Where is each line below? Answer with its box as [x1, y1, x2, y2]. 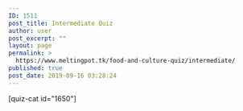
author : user [8, 27, 52, 35]
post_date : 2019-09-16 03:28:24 [8, 72, 117, 80]
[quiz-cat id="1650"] [8, 93, 76, 103]
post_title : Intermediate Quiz [8, 19, 113, 27]
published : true [8, 64, 63, 72]
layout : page [8, 42, 52, 50]
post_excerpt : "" [8, 34, 67, 43]
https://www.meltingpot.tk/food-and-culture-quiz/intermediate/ [15, 57, 236, 65]
